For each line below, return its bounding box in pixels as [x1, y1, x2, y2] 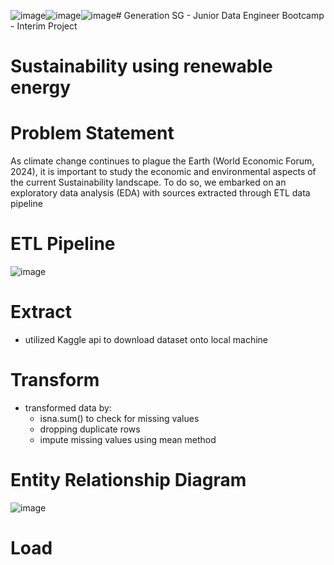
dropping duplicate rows [39, 423, 141, 435]
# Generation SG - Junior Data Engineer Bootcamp [115, 10, 325, 21]
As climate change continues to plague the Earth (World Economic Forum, [10, 155, 315, 167]
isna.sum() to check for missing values [39, 412, 200, 424]
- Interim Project [10, 20, 78, 32]
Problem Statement [10, 122, 175, 145]
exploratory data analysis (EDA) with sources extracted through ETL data [10, 187, 311, 199]
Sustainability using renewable [10, 55, 273, 78]
